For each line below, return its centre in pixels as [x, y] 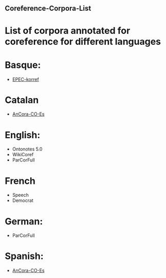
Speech [20, 195]
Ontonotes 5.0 [27, 149]
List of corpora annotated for [68, 31]
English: [23, 135]
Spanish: [24, 256]
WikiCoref [23, 155]
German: [24, 221]
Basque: [23, 65]
